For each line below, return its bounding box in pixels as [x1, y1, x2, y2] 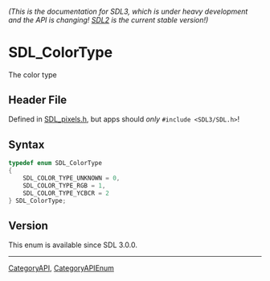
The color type [8, 69, 58, 80]
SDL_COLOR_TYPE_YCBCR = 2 [22, 189, 110, 197]
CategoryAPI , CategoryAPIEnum [8, 263, 115, 273]
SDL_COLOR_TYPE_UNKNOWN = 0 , [22, 174, 121, 182]
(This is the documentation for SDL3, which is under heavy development [8, 6, 248, 16]
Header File [8, 93, 67, 106]
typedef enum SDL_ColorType [8, 159, 103, 167]
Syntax [8, 138, 45, 151]
